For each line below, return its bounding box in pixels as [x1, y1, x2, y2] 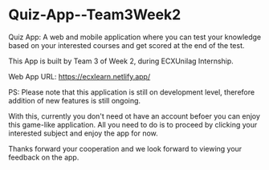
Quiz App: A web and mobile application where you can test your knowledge [8, 32, 262, 42]
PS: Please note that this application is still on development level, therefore [8, 87, 255, 97]
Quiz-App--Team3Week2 [8, 6, 181, 24]
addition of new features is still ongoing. [8, 95, 141, 105]
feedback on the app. [8, 152, 79, 162]
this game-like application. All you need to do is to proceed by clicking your [8, 119, 258, 129]
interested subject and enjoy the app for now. [8, 128, 158, 138]
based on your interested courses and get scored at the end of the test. [8, 40, 245, 50]
